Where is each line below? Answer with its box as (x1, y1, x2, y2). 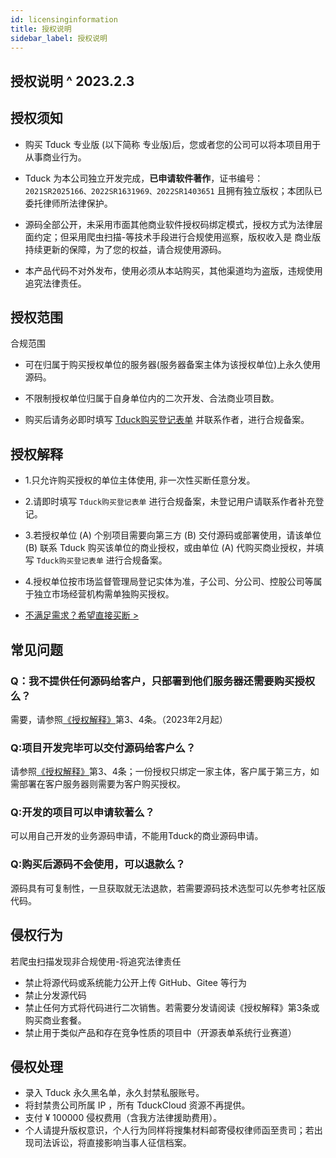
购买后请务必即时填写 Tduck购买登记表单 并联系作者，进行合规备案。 (24, 414, 310, 426)
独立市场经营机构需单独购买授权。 (33, 588, 175, 600)
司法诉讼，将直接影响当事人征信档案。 (33, 1137, 192, 1149)
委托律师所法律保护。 (24, 197, 113, 209)
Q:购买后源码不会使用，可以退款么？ (10, 857, 186, 871)
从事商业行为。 (24, 151, 87, 163)
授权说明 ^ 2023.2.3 (10, 72, 135, 90)
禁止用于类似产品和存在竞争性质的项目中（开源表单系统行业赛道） (24, 1026, 297, 1038)
